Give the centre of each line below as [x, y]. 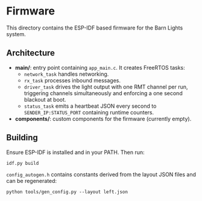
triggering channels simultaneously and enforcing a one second [103, 93]
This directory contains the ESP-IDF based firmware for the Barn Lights [95, 28]
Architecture [31, 53]
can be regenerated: [32, 181]
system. [16, 34]
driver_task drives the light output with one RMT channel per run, [106, 87]
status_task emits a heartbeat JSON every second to [90, 106]
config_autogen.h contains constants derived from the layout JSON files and [101, 174]
